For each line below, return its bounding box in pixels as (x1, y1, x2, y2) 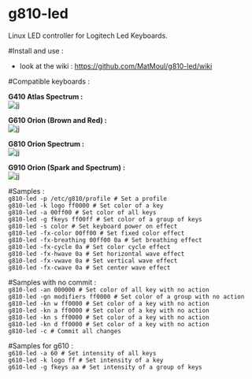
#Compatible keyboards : (8, 76, 91, 86)
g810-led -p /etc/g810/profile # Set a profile (8, 195, 168, 203)
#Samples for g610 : (8, 340, 73, 351)
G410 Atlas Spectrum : (8, 91, 83, 101)
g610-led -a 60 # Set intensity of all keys (8, 349, 157, 357)
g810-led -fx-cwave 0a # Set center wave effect (8, 263, 171, 272)
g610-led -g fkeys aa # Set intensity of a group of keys (8, 363, 202, 371)
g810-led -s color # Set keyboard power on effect (8, 222, 178, 230)
